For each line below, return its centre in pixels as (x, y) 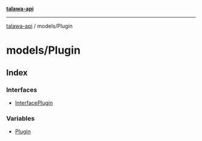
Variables (20, 118)
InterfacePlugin (34, 102)
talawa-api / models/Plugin (40, 26)
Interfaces (22, 90)
